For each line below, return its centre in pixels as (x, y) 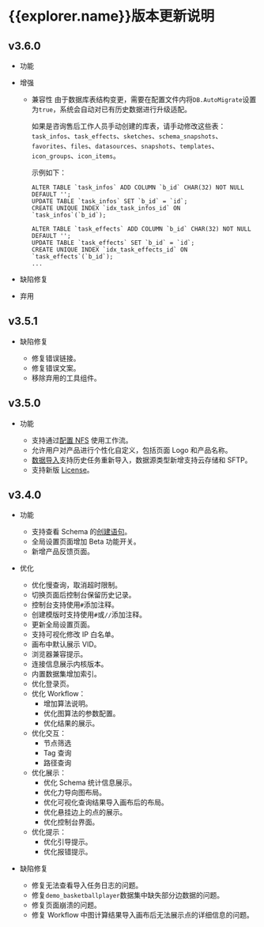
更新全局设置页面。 (63, 624)
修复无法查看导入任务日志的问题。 (87, 885)
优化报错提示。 (68, 852)
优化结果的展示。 (71, 723)
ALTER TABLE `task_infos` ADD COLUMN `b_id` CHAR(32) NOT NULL (138, 187)
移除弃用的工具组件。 (66, 378)
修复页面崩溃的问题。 (66, 905)
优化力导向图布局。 (75, 793)
